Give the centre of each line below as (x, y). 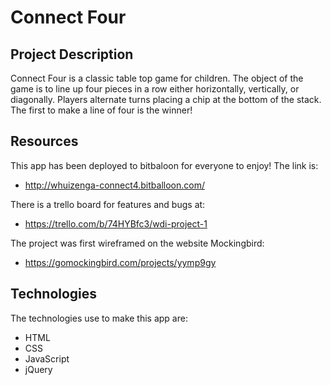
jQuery (38, 369)
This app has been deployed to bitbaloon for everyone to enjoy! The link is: (164, 165)
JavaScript (47, 358)
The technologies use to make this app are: (99, 318)
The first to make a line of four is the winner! (101, 110)
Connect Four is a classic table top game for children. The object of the (157, 78)
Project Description (72, 54)
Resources (44, 141)
